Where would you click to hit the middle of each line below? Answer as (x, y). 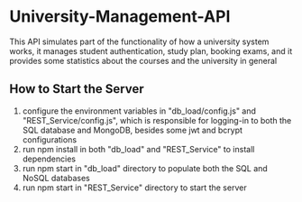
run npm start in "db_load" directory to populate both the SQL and (145, 168)
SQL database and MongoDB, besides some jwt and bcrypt (133, 130)
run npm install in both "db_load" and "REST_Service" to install (138, 149)
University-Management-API (120, 17)
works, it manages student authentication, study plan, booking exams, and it (151, 50)
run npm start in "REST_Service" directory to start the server (134, 188)
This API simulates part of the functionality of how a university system (139, 41)
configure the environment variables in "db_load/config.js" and (139, 111)
